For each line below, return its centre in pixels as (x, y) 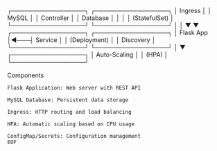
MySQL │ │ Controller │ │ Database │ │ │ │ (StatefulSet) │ (91, 18)
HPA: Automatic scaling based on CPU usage (71, 124)
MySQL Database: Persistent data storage (68, 100)
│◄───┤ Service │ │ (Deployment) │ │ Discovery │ (81, 40)
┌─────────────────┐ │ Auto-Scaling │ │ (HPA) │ (88, 54)
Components (26, 75)
